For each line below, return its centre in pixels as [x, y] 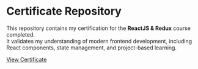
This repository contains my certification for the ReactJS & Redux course [99, 28]
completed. [20, 34]
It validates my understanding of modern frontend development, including [99, 41]
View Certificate [27, 59]
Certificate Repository [64, 11]
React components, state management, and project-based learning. [92, 48]
